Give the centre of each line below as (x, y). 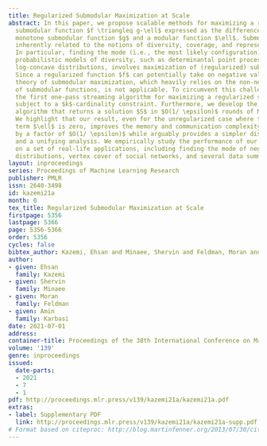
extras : (21, 407)
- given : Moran (33, 297)
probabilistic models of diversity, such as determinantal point (126, 60)
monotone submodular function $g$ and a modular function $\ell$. (128, 38)
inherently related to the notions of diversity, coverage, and (124, 45)
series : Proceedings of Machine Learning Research (94, 171)
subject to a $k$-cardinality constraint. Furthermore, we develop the (137, 104)
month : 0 (23, 200)
